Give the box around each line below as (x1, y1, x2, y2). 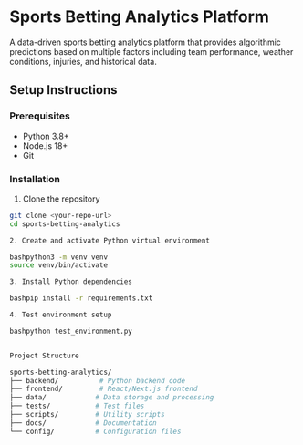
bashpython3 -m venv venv (9, 253, 108, 262)
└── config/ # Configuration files (9, 427, 182, 436)
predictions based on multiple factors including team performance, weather (9, 46, 294, 57)
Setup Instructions (9, 82, 118, 98)
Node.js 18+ (22, 140, 68, 151)
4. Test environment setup (9, 310, 112, 320)
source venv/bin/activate (9, 261, 108, 270)
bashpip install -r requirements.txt (9, 294, 153, 303)
